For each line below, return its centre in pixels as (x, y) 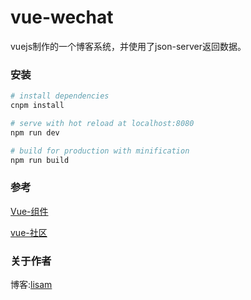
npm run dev (35, 132)
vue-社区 (29, 232)
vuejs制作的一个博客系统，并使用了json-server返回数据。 (128, 46)
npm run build (40, 160)
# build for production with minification (100, 151)
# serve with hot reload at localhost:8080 (102, 123)
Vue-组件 (29, 211)
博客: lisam (31, 285)
